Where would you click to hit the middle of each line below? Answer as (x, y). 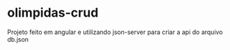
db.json (18, 39)
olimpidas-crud (53, 13)
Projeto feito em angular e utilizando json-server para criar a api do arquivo (115, 32)
